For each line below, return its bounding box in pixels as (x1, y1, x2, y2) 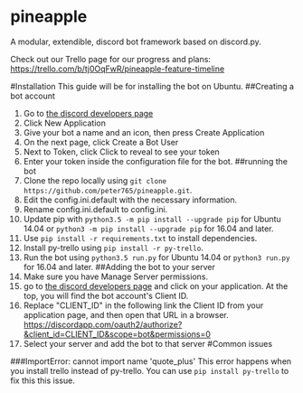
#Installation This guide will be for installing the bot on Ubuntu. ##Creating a (10, 80, 295, 91)
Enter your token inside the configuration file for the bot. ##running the (23, 155, 289, 166)
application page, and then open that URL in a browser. (23, 309, 229, 320)
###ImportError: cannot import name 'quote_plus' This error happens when (10, 355, 292, 367)
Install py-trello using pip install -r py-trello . (23, 242, 204, 253)
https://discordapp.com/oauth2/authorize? (23, 319, 183, 330)
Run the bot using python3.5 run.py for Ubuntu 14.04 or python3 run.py (23, 251, 290, 263)
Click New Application (23, 117, 107, 128)
